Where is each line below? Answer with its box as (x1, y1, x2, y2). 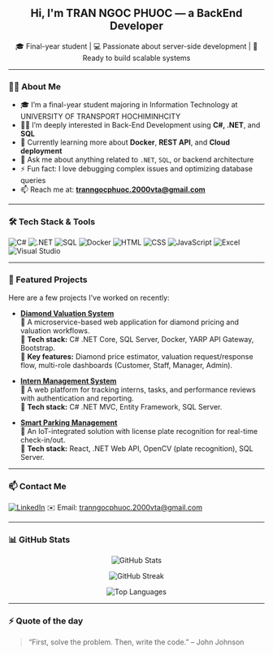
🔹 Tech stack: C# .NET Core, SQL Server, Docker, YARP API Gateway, (19, 334, 254, 344)
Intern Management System (19, 375, 117, 385)
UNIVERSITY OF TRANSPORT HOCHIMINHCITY (19, 111, 181, 121)
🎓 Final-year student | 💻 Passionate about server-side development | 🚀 (15, 41, 258, 51)
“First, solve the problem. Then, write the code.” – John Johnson (28, 637, 245, 647)
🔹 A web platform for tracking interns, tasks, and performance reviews (19, 384, 256, 394)
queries (19, 176, 46, 185)
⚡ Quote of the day (8, 615, 84, 627)
